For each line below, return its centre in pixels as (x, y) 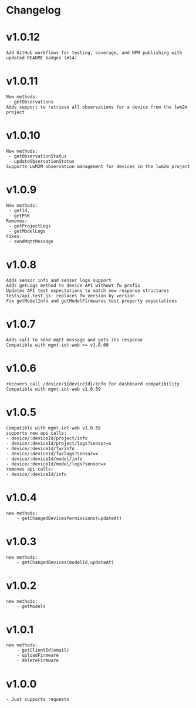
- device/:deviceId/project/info (47, 438)
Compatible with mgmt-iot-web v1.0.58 (53, 428)
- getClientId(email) (43, 650)
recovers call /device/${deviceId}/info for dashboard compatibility (93, 384)
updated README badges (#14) (42, 58)
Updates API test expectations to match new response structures (87, 291)
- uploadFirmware (38, 656)
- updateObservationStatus (42, 162)
